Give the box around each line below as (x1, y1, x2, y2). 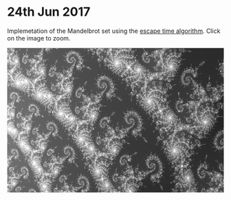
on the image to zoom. (7, 34, 71, 42)
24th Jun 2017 (7, 4, 91, 20)
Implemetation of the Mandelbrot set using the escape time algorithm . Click (7, 27, 221, 35)
